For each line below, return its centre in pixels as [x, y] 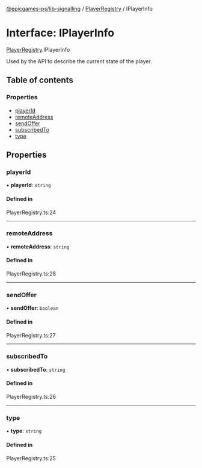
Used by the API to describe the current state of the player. [79, 61]
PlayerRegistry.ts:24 [31, 212]
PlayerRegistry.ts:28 [31, 274]
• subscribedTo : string [36, 369]
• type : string [24, 431]
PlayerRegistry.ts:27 [31, 335]
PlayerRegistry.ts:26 [31, 397]
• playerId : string [29, 185]
